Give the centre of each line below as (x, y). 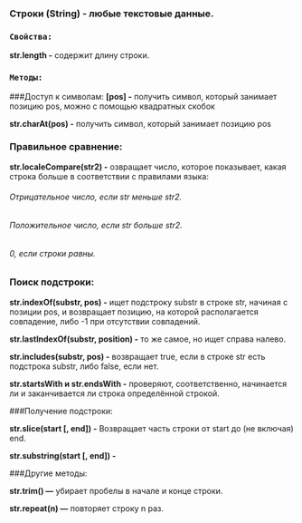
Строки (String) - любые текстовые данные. (112, 14)
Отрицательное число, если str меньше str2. (96, 197)
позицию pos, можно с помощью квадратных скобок (112, 106)
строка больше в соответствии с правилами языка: (109, 176)
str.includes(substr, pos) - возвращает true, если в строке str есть (137, 356)
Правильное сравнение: (66, 147)
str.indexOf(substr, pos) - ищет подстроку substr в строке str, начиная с (149, 302)
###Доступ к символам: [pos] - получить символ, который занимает (143, 96)
